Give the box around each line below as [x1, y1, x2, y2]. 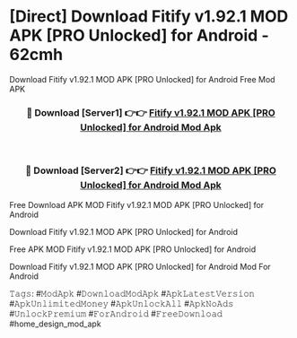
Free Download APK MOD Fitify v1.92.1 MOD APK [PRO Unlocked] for [9, 199, 265, 210]
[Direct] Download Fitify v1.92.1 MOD [9, 6, 289, 27]
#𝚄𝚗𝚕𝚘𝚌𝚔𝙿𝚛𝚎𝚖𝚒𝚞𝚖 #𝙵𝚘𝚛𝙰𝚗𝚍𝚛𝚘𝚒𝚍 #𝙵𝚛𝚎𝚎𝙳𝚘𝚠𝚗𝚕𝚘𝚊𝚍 [9, 308, 223, 319]
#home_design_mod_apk [9, 318, 101, 329]
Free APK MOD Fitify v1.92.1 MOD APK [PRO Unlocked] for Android [9, 244, 257, 255]
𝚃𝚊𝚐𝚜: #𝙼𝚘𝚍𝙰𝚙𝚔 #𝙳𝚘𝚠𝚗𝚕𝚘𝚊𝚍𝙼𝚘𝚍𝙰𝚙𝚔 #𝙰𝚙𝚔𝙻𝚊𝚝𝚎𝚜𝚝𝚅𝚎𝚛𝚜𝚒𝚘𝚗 [9, 288, 256, 299]
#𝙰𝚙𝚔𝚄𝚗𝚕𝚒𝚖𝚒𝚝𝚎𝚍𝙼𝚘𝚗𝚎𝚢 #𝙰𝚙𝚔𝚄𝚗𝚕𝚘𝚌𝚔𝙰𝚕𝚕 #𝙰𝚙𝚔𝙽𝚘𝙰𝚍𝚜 [9, 298, 234, 308]
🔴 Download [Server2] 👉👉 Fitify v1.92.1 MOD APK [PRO [25, 164, 276, 177]
